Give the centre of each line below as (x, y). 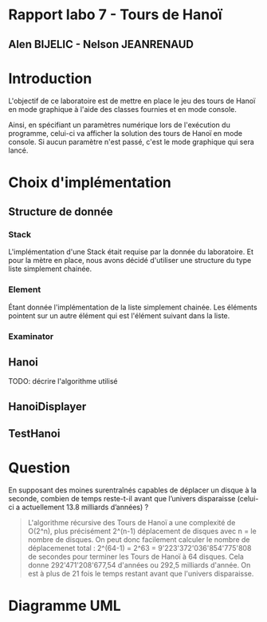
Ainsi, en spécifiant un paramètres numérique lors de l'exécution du (120, 125)
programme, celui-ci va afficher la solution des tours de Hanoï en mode (126, 133)
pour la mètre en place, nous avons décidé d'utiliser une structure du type (130, 261)
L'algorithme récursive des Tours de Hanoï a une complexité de (132, 523)
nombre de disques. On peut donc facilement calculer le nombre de (139, 540)
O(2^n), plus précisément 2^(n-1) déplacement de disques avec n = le (142, 531)
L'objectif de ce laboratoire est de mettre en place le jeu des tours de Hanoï (132, 101)
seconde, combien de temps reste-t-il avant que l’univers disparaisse (122, 499)
